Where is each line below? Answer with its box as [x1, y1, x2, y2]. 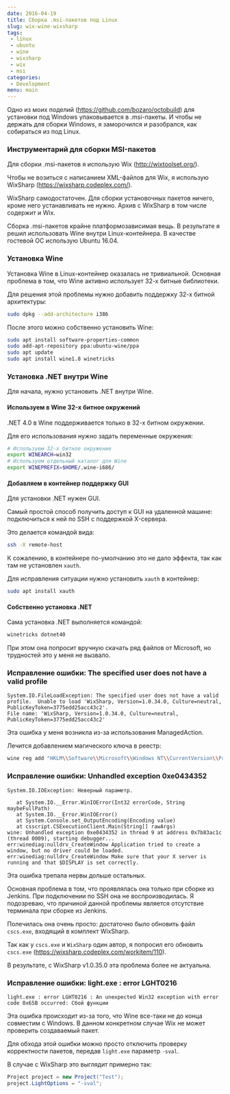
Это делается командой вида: [7, 528, 94, 537]
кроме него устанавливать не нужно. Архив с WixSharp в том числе [7, 201, 207, 210]
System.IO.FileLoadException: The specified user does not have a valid [7, 692, 219, 700]
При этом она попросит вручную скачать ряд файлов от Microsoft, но [7, 644, 212, 652]
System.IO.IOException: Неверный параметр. [7, 787, 133, 794]
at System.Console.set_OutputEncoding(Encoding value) [16, 817, 176, 824]
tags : [7, 29, 23, 36]
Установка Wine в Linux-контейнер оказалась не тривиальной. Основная [7, 269, 221, 278]
